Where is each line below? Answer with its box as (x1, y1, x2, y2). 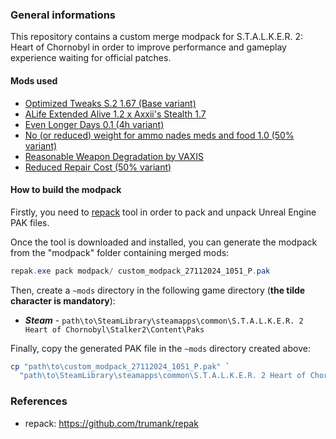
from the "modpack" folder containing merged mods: (10, 246, 230, 258)
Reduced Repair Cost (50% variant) (24, 161, 172, 173)
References (10, 394, 68, 408)
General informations (10, 8, 117, 22)
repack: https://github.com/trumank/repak (24, 417, 199, 429)
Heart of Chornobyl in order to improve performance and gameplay (10, 41, 287, 53)
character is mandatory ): (10, 294, 116, 307)
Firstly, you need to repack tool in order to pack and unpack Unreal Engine (10, 206, 317, 218)
